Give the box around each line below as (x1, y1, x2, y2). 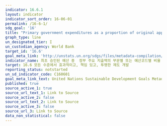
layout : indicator (5, 12, 43, 17)
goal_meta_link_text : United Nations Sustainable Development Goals (5, 76, 150, 81)
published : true (5, 81, 39, 86)
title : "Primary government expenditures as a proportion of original (5, 30, 155, 35)
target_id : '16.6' (5, 49, 43, 54)
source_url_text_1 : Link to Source (5, 90, 79, 95)
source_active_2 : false (5, 95, 55, 100)
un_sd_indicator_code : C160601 (5, 72, 70, 77)
